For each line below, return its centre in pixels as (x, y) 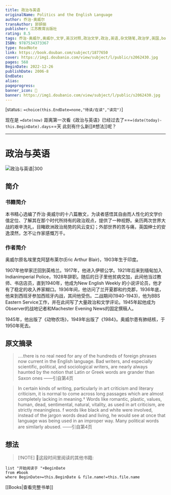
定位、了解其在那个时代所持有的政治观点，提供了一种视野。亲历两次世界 (85, 220)
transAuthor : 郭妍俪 (26, 24)
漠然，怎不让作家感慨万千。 (38, 233)
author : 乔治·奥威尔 (25, 19)
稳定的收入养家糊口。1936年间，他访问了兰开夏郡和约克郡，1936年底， (89, 289)
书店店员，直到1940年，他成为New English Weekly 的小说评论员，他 (86, 283)
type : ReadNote (21, 48)
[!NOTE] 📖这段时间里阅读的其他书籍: (56, 457)
